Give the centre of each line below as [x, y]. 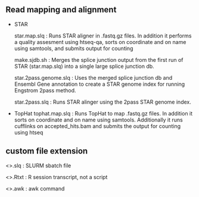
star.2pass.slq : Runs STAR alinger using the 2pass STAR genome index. [102, 102]
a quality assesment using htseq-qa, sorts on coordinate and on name [100, 42]
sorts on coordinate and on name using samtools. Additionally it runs [98, 120]
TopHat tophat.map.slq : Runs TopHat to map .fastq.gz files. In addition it [103, 113]
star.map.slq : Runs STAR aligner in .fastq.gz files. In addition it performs [103, 36]
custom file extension [47, 151]
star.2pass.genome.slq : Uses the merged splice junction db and [93, 77]
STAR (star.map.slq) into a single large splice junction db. [84, 66]
